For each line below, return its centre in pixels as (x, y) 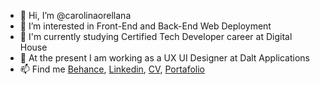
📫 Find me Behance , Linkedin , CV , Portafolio (112, 69)
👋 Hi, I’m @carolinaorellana (75, 15)
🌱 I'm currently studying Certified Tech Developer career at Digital (156, 36)
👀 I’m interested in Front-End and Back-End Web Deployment (145, 26)
